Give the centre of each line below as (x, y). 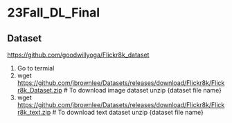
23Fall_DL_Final (54, 13)
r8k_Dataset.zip (39, 90)
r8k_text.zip (34, 112)
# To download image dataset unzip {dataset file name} (143, 90)
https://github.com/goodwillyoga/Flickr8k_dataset (78, 55)
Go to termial (36, 68)
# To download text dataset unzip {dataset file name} (128, 112)
